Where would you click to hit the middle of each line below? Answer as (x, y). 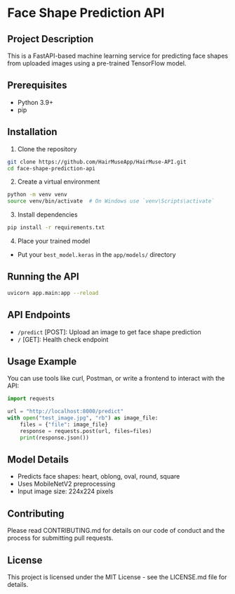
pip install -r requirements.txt (56, 228)
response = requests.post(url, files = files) (86, 431)
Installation (32, 132)
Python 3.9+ (35, 102)
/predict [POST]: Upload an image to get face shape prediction (109, 331)
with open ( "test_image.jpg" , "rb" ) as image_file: (83, 418)
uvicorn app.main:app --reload (53, 293)
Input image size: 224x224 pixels (65, 491)
